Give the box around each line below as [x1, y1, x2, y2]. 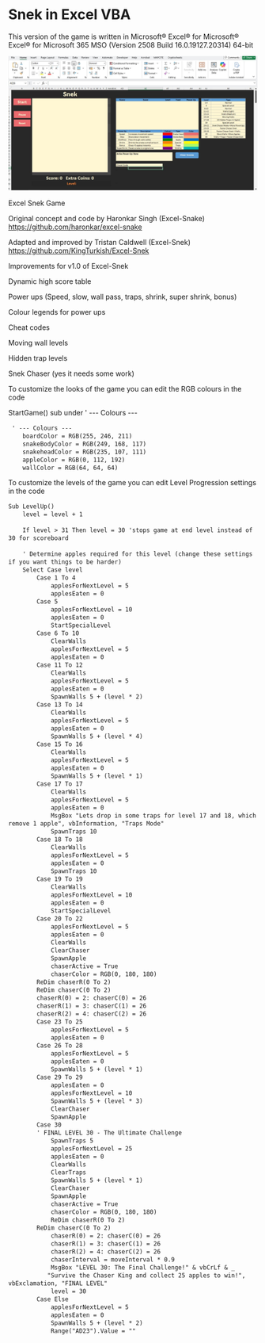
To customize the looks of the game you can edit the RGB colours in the [8, 384, 242, 393]
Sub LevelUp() [8, 502, 55, 511]
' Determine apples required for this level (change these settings [22, 549, 253, 558]
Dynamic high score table [8, 276, 92, 286]
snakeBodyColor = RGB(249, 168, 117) [22, 440, 147, 448]
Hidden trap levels [8, 353, 68, 362]
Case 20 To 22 [36, 914, 83, 923]
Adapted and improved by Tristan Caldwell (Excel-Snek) [8, 237, 191, 247]
